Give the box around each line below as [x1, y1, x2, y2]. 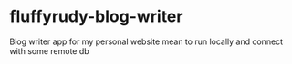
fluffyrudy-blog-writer [9, 6, 183, 27]
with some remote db [9, 45, 89, 56]
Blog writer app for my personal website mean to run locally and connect [9, 36, 284, 47]
